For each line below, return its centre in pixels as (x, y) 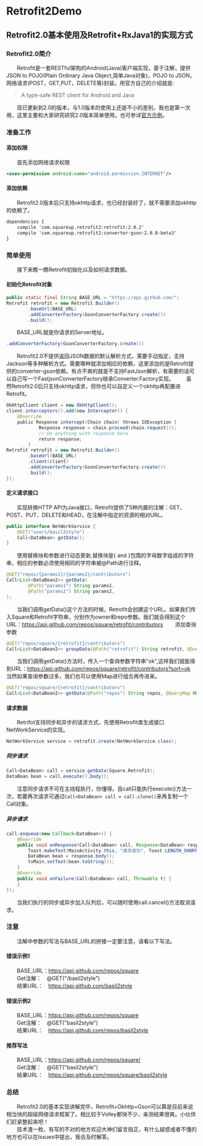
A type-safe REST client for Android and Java (78, 95)
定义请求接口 (22, 493)
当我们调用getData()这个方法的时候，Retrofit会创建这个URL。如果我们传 (106, 609)
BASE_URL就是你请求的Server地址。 (62, 332)
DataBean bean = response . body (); (71, 856)
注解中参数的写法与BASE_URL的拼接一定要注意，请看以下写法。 (96, 941)
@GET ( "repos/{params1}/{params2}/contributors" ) (69, 575)
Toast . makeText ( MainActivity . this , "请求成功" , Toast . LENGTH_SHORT (113, 851)
